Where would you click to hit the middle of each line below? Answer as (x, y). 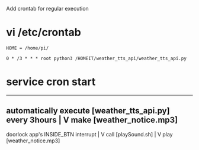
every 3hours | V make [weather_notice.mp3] (92, 120)
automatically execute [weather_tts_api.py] (88, 111)
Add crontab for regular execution (47, 9)
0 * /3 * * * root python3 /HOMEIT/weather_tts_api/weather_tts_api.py (96, 58)
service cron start (51, 82)
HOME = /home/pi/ (28, 48)
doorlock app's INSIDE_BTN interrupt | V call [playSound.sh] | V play (89, 134)
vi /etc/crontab (44, 32)
